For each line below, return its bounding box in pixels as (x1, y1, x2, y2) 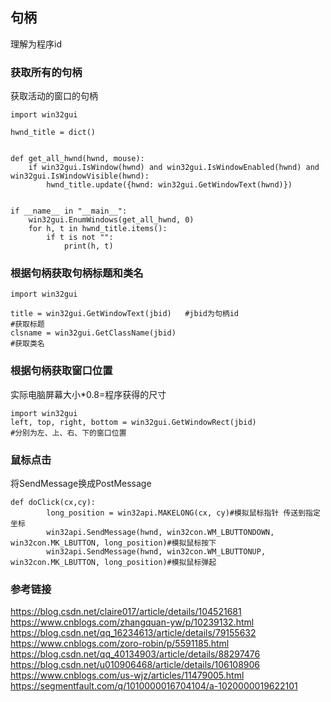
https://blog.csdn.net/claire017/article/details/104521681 (10, 606, 242, 618)
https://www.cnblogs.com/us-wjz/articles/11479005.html (10, 669, 245, 682)
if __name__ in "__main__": (10, 206, 128, 217)
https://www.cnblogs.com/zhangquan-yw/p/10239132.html (10, 616, 255, 628)
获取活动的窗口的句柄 (10, 90, 98, 102)
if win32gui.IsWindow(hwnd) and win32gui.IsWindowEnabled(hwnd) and (28, 163, 320, 173)
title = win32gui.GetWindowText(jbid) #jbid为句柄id (10, 309, 239, 319)
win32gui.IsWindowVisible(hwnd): (10, 171, 150, 182)
